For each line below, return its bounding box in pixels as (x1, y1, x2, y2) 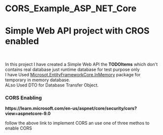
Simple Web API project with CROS (5, 25, 150, 37)
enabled (5, 36, 39, 47)
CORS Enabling (5, 94, 42, 101)
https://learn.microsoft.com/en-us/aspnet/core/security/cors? (5, 106, 137, 112)
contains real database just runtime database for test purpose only (5, 67, 140, 72)
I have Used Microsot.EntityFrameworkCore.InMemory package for (5, 72, 141, 78)
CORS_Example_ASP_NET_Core (5, 3, 136, 14)
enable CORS (5, 125, 32, 131)
